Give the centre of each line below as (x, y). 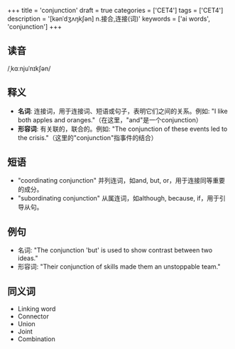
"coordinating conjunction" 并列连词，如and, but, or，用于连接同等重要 (121, 181)
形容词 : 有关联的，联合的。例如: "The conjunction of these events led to (122, 129)
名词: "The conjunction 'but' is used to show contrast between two (115, 250)
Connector (33, 316)
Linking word (37, 309)
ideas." (28, 258)
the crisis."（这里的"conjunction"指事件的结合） (87, 137)
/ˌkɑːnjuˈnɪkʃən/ (29, 68)
